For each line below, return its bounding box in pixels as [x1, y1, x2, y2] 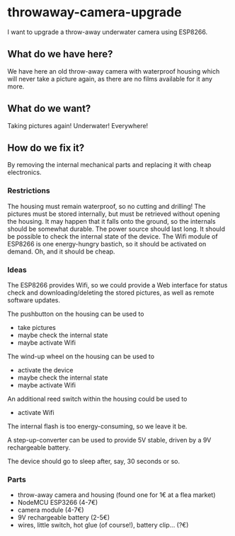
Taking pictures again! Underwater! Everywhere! [7, 121, 149, 130]
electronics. [7, 168, 42, 177]
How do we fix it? [7, 142, 85, 154]
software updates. [7, 295, 61, 304]
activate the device [17, 365, 74, 374]
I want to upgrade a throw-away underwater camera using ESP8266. [7, 28, 207, 36]
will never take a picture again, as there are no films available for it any [7, 74, 212, 83]
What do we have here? [7, 48, 113, 60]
